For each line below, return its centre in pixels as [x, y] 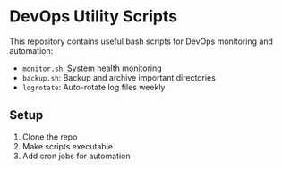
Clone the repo [50, 137]
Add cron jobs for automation [76, 156]
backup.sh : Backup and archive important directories [119, 77]
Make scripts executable [68, 146]
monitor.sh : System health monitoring [92, 68]
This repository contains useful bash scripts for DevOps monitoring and [141, 41]
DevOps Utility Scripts [93, 17]
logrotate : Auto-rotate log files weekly [94, 87]
